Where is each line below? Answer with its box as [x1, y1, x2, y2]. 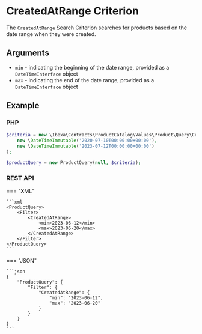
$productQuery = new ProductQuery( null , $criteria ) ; [6, 159, 141, 166]
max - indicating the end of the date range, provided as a [14, 76, 155, 83]
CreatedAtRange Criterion [6, 4, 139, 18]
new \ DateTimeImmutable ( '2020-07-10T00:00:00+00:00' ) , [17, 138, 158, 144]
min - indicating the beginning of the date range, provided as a [14, 64, 170, 71]
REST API [6, 174, 34, 182]
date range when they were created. [6, 30, 96, 37]
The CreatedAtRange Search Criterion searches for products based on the [6, 24, 188, 31]
